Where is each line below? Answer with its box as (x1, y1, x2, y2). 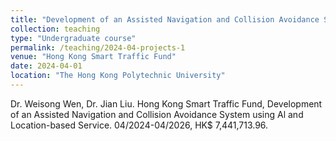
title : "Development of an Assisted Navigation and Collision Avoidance (10, 14, 320, 25)
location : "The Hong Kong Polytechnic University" (10, 71, 226, 81)
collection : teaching (10, 24, 101, 34)
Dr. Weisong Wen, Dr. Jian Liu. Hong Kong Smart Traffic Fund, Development (10, 97, 323, 110)
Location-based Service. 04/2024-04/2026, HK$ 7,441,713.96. (10, 119, 269, 131)
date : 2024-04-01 (10, 61, 83, 71)
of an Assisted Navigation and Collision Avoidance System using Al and (10, 108, 304, 120)
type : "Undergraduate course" (10, 33, 137, 43)
